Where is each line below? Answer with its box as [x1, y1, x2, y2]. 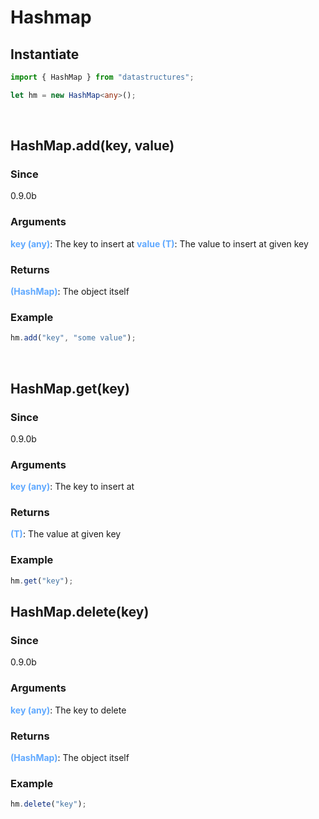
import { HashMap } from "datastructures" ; [10, 72, 195, 82]
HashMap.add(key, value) [10, 137, 175, 155]
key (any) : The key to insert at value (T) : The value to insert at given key [10, 237, 309, 250]
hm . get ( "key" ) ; [10, 576, 74, 586]
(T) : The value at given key [10, 528, 122, 540]
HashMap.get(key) [10, 380, 130, 397]
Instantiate [10, 46, 80, 63]
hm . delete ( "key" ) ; [10, 799, 87, 810]
